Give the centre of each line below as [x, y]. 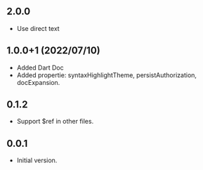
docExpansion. [38, 82]
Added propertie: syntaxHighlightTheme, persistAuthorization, [107, 75]
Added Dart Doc [40, 67]
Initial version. [37, 160]
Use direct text [38, 28]
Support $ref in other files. [55, 122]
